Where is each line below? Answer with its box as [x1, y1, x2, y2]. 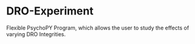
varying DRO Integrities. [6, 30, 66, 37]
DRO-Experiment [6, 4, 94, 18]
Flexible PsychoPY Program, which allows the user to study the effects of [6, 24, 190, 31]
